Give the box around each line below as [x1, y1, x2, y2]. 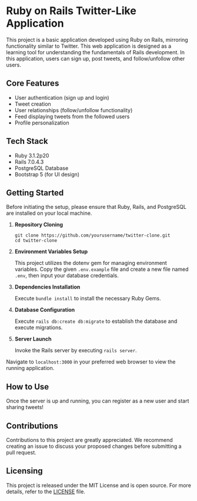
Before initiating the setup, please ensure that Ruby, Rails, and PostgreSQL [6, 204, 187, 211]
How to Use [6, 382, 49, 392]
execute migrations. [14, 324, 63, 331]
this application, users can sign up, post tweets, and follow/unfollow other [6, 55, 185, 62]
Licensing [6, 466, 43, 476]
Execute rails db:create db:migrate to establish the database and [14, 317, 178, 325]
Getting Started [6, 188, 64, 198]
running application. [6, 365, 55, 372]
